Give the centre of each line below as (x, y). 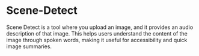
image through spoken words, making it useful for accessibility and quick (97, 40)
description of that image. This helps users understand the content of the (97, 33)
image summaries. (29, 46)
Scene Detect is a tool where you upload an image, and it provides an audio (100, 27)
